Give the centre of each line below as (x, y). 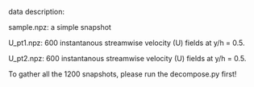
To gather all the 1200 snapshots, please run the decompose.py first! (123, 74)
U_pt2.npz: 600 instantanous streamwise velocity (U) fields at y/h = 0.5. (127, 58)
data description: (37, 12)
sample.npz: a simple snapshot (60, 27)
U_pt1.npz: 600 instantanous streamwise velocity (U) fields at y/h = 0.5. (127, 43)
